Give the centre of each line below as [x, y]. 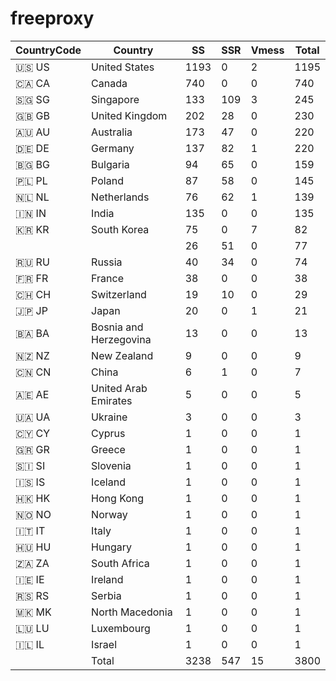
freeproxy [52, 18]
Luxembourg [121, 628]
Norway [109, 514]
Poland [107, 180]
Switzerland [119, 294]
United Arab [119, 388]
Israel [104, 644]
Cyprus [108, 433]
